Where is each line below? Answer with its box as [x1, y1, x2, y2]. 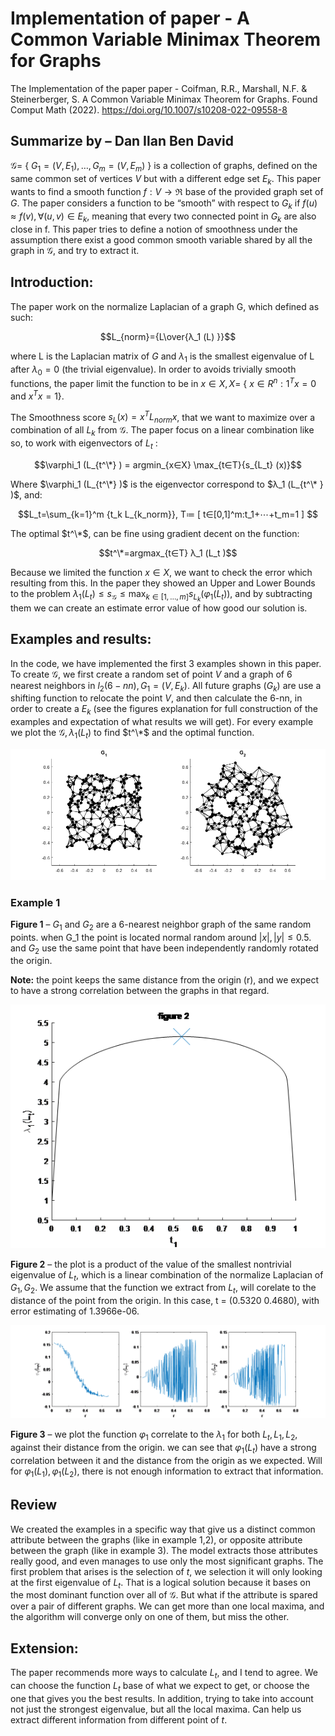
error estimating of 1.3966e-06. [10, 1305, 140, 1317]
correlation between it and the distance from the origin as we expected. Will [10, 1454, 323, 1466]
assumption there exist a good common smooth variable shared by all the [10, 233, 313, 246]
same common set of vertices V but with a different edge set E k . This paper [10, 172, 322, 187]
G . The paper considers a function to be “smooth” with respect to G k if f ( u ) [10, 197, 318, 212]
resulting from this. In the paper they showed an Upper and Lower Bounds [10, 577, 316, 589]
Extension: [10, 1640, 79, 1657]
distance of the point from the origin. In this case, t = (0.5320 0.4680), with [10, 1295, 320, 1307]
